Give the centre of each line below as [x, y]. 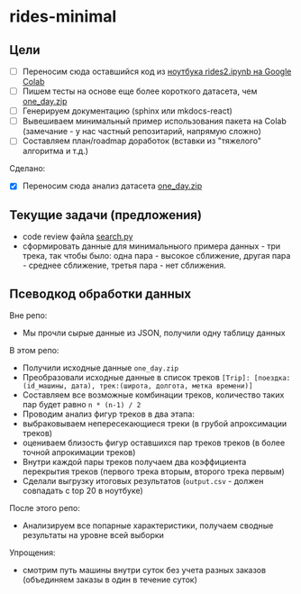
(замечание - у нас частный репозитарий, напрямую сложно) [141, 132]
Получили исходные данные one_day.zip [100, 368]
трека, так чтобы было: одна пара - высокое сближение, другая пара [156, 256]
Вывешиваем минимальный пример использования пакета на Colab [154, 121]
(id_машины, [45, 386]
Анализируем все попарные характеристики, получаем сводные [148, 525]
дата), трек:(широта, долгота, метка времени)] [162, 386]
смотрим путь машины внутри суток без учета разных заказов [144, 570]
